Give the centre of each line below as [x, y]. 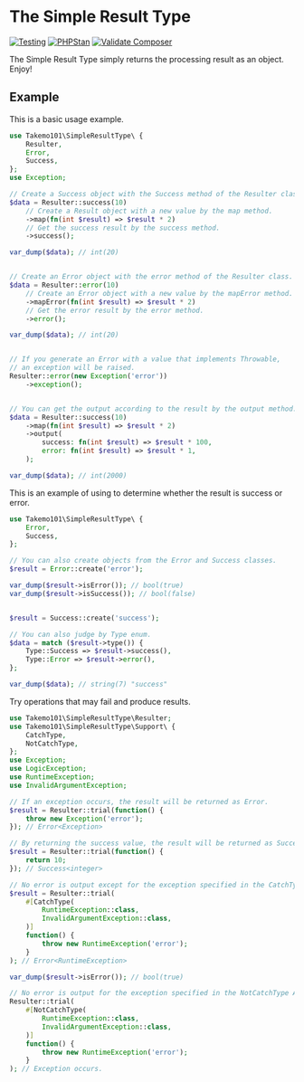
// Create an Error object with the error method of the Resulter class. [152, 277]
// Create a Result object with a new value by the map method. [149, 211]
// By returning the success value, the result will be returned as [141, 843]
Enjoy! [21, 69]
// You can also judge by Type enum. [81, 634]
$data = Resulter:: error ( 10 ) [64, 285]
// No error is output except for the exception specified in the [137, 885]
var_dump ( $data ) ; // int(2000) [68, 475]
